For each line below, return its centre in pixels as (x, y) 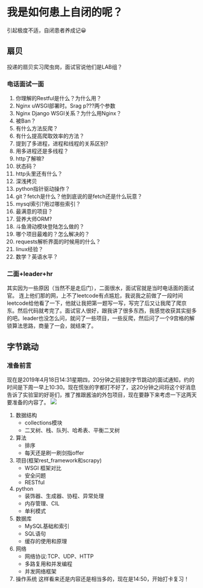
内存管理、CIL (42, 503)
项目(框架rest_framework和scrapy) (58, 461)
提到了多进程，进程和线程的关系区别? (62, 144)
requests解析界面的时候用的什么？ (58, 241)
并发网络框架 (40, 572)
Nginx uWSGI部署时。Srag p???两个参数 (66, 106)
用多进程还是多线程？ (42, 151)
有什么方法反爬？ (37, 129)
